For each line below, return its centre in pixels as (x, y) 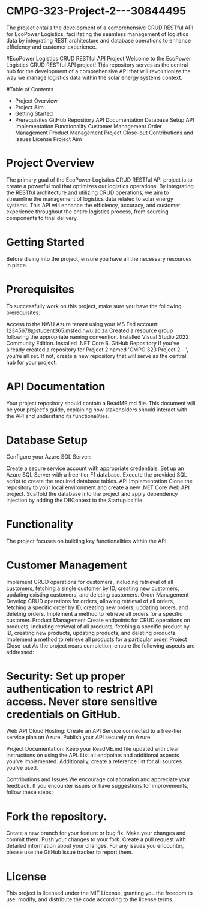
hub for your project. (32, 362)
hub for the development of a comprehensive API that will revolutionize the (98, 71)
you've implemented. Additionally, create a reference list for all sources (94, 761)
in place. (17, 265)
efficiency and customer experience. (52, 47)
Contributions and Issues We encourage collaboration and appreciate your (98, 779)
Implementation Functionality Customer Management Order (88, 126)
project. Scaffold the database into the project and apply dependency (92, 493)
